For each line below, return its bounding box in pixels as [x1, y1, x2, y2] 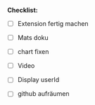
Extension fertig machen [17, 20, 89, 27]
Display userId [17, 76, 60, 84]
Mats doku [17, 34, 49, 42]
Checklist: [7, 6, 39, 14]
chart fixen [17, 48, 49, 56]
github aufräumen [17, 90, 70, 98]
